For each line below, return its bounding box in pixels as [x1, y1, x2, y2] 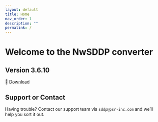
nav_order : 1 [5, 16, 32, 21]
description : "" [5, 21, 38, 26]
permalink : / [5, 25, 32, 30]
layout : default [5, 7, 38, 12]
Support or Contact [5, 93, 65, 101]
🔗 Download [5, 79, 30, 85]
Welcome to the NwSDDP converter [5, 47, 153, 58]
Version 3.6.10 [5, 66, 50, 74]
